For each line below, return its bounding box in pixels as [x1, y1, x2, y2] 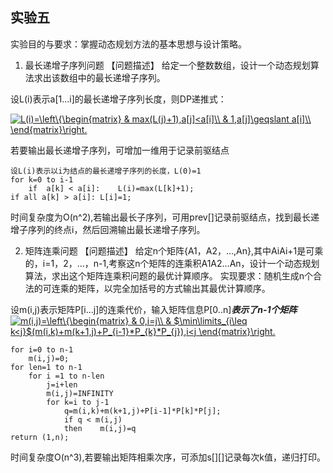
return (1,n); [10, 432, 70, 442]
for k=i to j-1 [46, 397, 110, 407]
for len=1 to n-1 [10, 362, 83, 372]
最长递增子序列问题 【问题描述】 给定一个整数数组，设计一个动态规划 [24, 59, 311, 71]
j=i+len [46, 379, 78, 390]
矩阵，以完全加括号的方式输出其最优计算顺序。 [77, 282, 271, 294]
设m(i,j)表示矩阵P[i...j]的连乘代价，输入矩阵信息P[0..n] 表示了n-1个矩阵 [10, 303, 298, 315]
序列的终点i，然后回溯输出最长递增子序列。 [27, 223, 206, 235]
